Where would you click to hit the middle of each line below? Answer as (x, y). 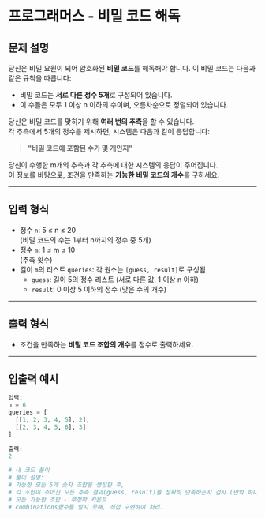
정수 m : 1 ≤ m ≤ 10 (47, 250)
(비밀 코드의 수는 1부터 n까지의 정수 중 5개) (85, 240)
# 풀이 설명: (26, 478)
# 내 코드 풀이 (29, 471)
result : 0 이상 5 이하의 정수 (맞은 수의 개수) (99, 289)
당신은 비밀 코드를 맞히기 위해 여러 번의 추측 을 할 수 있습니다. (101, 122)
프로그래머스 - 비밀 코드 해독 (94, 16)
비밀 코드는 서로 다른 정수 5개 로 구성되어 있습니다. (96, 95)
